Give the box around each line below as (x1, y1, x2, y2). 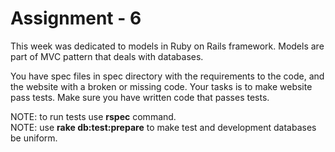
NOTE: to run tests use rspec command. (10, 110, 177, 122)
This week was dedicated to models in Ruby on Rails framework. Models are (10, 40, 325, 52)
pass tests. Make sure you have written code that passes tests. (10, 91, 270, 103)
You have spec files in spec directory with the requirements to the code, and (10, 70, 325, 82)
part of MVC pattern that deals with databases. (10, 50, 204, 62)
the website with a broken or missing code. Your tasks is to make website (10, 80, 313, 92)
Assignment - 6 (10, 7, 142, 30)
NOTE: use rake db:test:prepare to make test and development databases (10, 121, 317, 133)
